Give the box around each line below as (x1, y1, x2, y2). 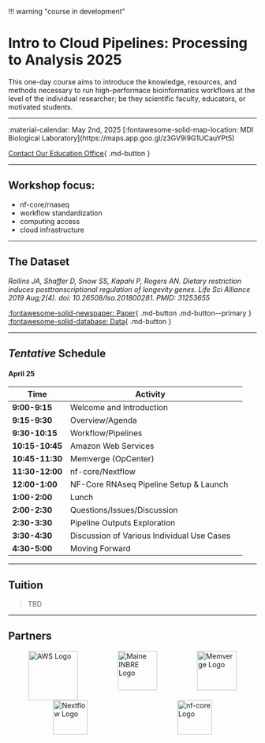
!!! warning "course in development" (8, 7, 126, 16)
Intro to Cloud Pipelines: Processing (8, 35, 248, 52)
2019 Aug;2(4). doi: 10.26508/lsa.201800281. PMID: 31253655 (8, 293, 211, 302)
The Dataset (8, 256, 69, 269)
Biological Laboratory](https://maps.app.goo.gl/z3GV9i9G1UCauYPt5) (8, 133, 235, 143)
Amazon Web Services (69, 441, 155, 452)
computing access (19, 216, 80, 226)
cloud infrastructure (19, 225, 84, 234)
